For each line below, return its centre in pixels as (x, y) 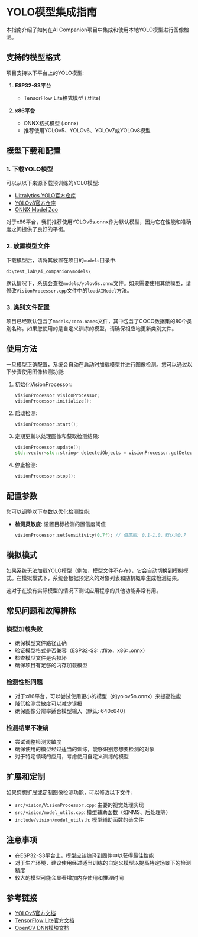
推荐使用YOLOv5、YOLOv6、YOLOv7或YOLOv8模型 (87, 130)
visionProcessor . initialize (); (53, 401)
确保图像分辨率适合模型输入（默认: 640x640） (72, 711)
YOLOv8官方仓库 (35, 203)
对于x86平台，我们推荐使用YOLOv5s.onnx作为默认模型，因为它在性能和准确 (99, 222)
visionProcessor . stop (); (45, 476)
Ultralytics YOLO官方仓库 (45, 196)
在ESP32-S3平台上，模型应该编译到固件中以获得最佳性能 (84, 855)
